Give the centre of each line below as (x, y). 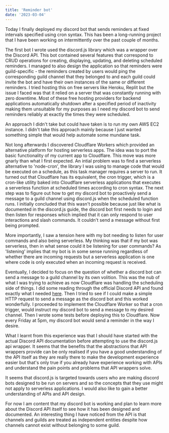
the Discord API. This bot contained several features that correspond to (79, 55)
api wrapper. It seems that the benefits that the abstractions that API (76, 346)
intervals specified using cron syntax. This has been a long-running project (83, 34)
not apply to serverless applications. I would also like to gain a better (76, 388)
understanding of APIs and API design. (45, 393)
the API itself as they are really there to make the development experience (82, 357)
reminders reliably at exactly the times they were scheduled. (68, 114)
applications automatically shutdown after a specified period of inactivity (81, 103)
